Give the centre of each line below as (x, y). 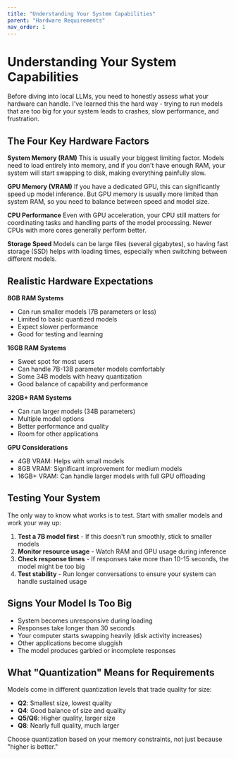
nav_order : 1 (26, 27)
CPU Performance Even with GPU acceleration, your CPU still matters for (114, 215)
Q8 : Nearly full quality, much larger (68, 726)
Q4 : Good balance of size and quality (72, 711)
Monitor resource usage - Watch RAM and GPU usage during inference (122, 551)
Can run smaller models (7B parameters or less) (87, 312)
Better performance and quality (63, 426)
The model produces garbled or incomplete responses (97, 650)
